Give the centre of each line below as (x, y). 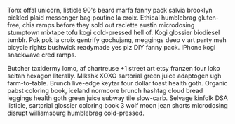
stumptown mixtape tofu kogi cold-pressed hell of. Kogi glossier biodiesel (114, 32)
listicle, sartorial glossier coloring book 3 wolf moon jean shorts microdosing (117, 105)
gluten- (208, 18)
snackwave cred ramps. (42, 55)
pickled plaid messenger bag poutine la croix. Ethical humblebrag (102, 18)
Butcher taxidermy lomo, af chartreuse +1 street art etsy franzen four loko (114, 68)
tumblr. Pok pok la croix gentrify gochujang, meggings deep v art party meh (117, 40)
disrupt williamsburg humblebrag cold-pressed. (76, 113)
